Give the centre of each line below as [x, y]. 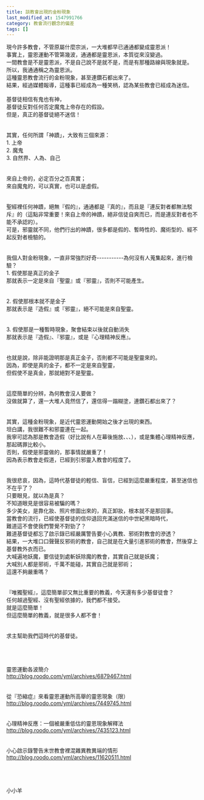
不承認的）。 [26, 222]
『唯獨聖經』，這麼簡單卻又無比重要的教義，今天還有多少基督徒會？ [90, 593]
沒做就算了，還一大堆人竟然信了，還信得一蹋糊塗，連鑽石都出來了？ [91, 401]
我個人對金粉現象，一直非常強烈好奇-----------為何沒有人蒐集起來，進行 [97, 258]
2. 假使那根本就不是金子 [36, 301]
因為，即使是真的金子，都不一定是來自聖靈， [62, 365]
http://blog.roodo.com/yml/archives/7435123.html [69, 730]
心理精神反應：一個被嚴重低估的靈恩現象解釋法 [65, 724]
